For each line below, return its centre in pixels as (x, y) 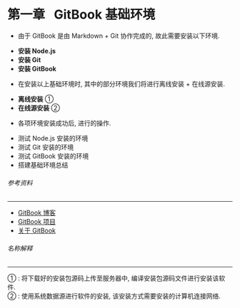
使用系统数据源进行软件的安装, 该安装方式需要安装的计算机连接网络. (121, 296)
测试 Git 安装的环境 (46, 147)
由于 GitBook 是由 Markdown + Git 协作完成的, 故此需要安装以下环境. (119, 36)
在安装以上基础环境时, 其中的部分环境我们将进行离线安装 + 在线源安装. (121, 83)
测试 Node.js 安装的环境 (53, 138)
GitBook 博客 (36, 213)
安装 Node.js (36, 51)
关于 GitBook (36, 231)
